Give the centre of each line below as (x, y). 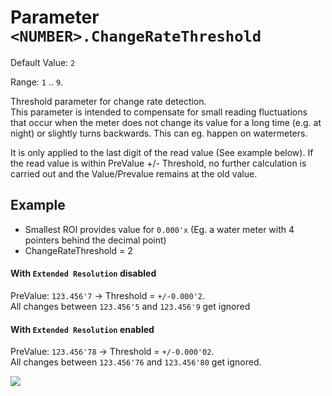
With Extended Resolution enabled (82, 329)
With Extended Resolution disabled (83, 273)
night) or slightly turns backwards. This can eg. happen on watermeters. (159, 133)
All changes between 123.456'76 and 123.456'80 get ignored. (136, 362)
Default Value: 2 (43, 62)
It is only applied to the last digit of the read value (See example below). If (162, 152)
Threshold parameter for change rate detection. (108, 101)
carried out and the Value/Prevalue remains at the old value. (134, 173)
